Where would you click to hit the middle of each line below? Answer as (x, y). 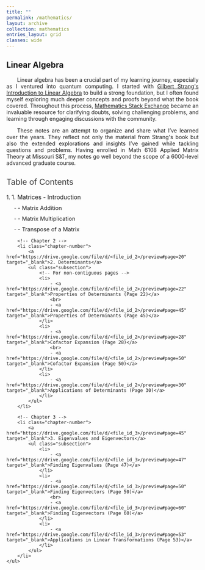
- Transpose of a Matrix (49, 229)
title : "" (19, 12)
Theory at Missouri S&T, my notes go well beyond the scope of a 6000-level (103, 156)
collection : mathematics (38, 29)
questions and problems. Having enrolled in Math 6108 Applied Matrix (103, 150)
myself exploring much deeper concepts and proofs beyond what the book (103, 99)
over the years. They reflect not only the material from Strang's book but (103, 137)
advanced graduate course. (41, 163)
